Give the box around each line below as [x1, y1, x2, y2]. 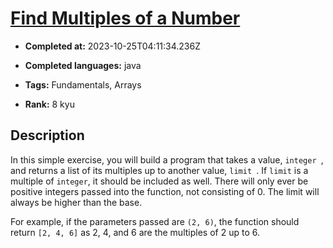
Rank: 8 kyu [24, 98, 75, 110]
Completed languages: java [24, 59, 142, 71]
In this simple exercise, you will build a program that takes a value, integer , [10, 153, 324, 166]
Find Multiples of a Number [10, 7, 241, 30]
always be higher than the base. [10, 196, 143, 208]
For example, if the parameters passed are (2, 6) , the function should [10, 215, 300, 227]
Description [10, 127, 85, 144]
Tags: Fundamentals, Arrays [24, 78, 142, 91]
